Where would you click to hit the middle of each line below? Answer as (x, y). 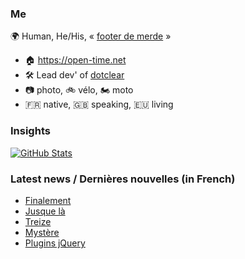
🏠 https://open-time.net (75, 60)
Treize (38, 221)
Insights (30, 131)
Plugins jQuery (55, 243)
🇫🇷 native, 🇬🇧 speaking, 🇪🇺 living (99, 104)
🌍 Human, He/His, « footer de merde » (91, 36)
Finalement (48, 200)
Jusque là (45, 211)
